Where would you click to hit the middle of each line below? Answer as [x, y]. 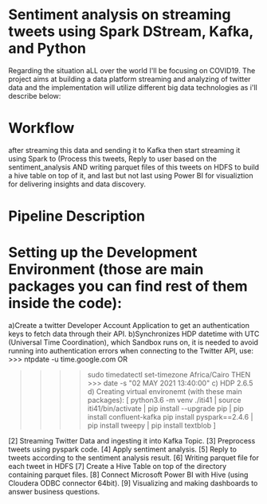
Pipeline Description [77, 216]
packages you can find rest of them [128, 286]
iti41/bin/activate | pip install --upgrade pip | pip [166, 408]
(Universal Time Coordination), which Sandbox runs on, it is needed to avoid [133, 342]
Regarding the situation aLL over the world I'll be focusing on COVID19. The [132, 70]
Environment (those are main [106, 270]
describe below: [35, 96]
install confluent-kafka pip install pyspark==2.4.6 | [170, 417]
